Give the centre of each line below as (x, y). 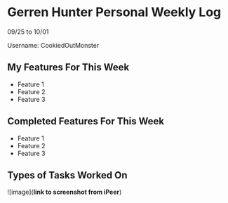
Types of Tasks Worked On (67, 175)
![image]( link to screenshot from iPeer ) (65, 192)
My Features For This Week (68, 67)
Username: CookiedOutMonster (53, 45)
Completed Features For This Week (86, 121)
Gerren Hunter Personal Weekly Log (114, 12)
